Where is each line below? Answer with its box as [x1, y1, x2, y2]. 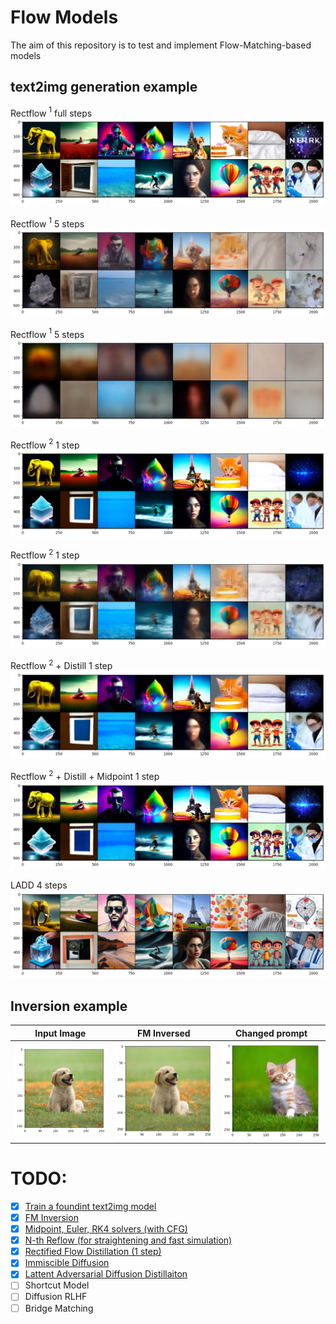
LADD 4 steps [10, 879, 68, 891]
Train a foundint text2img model [24, 1200, 157, 1212]
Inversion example [10, 997, 128, 1015]
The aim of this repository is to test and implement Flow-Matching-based [10, 39, 312, 51]
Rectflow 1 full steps [10, 105, 93, 119]
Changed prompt [234, 1027, 308, 1039]
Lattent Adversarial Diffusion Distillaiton [24, 1268, 188, 1280]
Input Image [34, 1027, 87, 1039]
